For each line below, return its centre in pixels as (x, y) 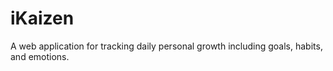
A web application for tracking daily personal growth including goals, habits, (166, 46)
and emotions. (40, 56)
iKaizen (42, 18)
